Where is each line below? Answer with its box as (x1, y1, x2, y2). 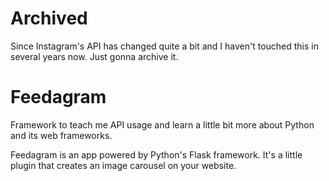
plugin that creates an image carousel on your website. (10, 159, 237, 171)
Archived (10, 7, 88, 30)
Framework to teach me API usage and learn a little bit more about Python (10, 118, 315, 131)
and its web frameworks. (10, 129, 113, 141)
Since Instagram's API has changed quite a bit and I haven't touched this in (10, 40, 319, 52)
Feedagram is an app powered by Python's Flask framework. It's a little (10, 148, 303, 161)
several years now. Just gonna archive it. (10, 50, 179, 62)
